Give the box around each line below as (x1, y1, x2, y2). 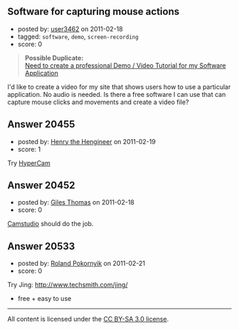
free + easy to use (17, 294, 72, 303)
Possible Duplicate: (24, 53, 84, 62)
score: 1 (17, 145, 41, 153)
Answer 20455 (7, 118, 75, 130)
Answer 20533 (7, 240, 75, 252)
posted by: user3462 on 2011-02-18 (17, 24, 123, 33)
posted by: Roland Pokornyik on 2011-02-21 (17, 259, 146, 268)
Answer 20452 (7, 180, 75, 192)
